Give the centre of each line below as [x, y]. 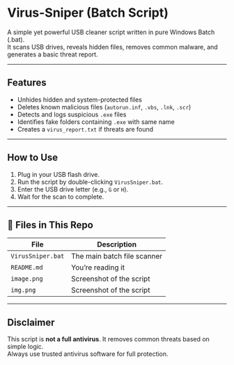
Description [117, 244]
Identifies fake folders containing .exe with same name [96, 122]
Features [27, 83]
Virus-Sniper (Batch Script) [88, 13]
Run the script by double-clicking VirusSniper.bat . [90, 182]
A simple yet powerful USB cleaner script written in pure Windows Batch [111, 32]
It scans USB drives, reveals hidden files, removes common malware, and [112, 47]
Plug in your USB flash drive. [58, 174]
